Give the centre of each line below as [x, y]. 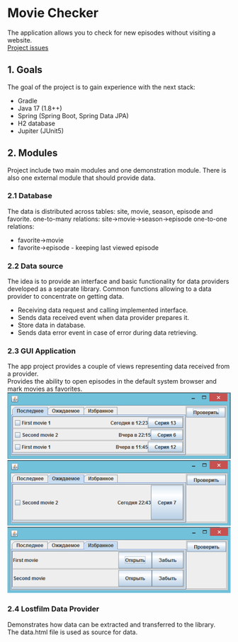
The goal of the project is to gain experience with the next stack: [102, 87]
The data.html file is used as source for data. [73, 632]
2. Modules [33, 153]
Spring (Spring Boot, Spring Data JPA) [73, 115]
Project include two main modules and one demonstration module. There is [117, 170]
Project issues [28, 47]
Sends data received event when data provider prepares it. [103, 318]
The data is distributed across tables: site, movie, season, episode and [110, 211]
